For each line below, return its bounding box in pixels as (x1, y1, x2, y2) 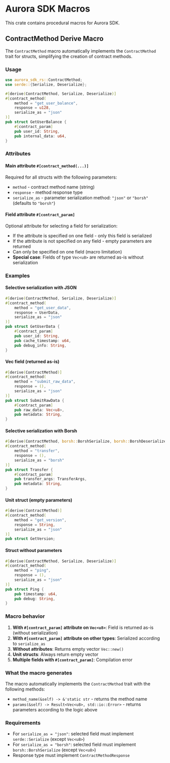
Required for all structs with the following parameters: (5, 174, 117, 180)
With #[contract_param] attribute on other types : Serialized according (12, 635, 160, 641)
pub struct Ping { (5, 586, 44, 592)
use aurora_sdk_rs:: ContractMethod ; (5, 77, 82, 82)
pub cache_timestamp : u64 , (14, 338, 71, 343)
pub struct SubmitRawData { (5, 398, 65, 403)
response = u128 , (14, 105, 51, 110)
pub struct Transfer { (5, 467, 53, 472)
